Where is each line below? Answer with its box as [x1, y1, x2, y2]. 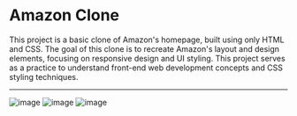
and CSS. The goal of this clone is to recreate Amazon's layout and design [9, 43, 280, 54]
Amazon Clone [9, 5, 120, 25]
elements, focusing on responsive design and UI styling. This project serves [9, 53, 286, 63]
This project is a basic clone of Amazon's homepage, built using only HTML [9, 34, 285, 45]
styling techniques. [9, 71, 79, 82]
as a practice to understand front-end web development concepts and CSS [9, 62, 284, 73]
